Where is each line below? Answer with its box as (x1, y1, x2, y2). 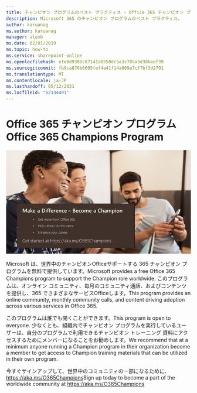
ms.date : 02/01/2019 (6, 40, 57, 46)
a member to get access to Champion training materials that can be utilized (6, 349, 188, 357)
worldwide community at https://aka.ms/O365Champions (6, 381, 145, 388)
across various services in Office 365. (6, 302, 98, 310)
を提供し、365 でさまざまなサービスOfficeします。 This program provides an (6, 290, 191, 297)
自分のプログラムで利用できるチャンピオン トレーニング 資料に (26, 329, 179, 336)
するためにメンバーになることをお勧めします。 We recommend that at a (16, 337, 189, 344)
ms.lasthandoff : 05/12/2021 (6, 84, 75, 90)
